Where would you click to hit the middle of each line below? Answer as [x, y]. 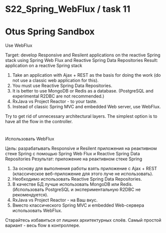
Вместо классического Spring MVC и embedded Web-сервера [78, 205]
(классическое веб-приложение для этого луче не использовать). [83, 174]
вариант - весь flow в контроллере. [43, 226]
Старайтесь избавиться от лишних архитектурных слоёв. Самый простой [83, 220]
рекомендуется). [30, 195]
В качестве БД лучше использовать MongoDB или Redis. [72, 185]
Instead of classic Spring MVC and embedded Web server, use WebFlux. [86, 107]
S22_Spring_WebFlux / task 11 [68, 9]
